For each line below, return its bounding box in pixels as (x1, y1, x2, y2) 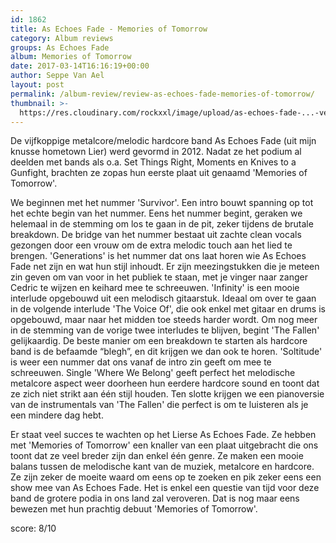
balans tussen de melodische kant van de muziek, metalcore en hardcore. (10, 461, 315, 473)
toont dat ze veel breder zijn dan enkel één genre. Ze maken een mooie (10, 450, 304, 462)
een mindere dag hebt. (10, 409, 104, 421)
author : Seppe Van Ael (10, 71, 105, 81)
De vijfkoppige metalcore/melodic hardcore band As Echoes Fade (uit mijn (10, 135, 317, 147)
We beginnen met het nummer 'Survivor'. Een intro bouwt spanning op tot (10, 197, 314, 209)
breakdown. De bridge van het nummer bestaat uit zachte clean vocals (10, 229, 302, 241)
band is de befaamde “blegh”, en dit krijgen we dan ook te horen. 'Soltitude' (10, 346, 323, 358)
